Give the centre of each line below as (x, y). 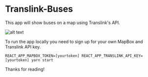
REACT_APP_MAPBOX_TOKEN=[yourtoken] (42, 56)
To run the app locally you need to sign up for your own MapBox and (74, 41)
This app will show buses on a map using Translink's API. (63, 23)
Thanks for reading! (25, 69)
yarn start (42, 60)
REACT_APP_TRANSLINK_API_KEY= (112, 56)
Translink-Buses (39, 9)
